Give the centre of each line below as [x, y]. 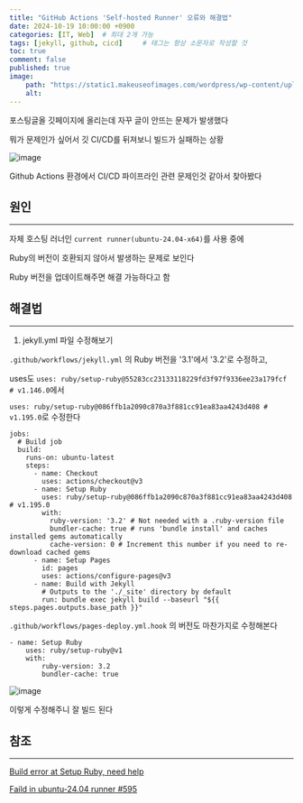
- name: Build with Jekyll [84, 584]
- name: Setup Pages [72, 560]
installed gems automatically [66, 537]
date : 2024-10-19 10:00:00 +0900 [72, 26]
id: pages [60, 568]
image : [22, 77]
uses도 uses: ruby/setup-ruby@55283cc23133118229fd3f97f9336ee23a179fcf [148, 379]
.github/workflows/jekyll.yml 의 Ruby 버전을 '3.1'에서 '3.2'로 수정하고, [138, 360]
